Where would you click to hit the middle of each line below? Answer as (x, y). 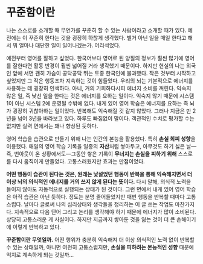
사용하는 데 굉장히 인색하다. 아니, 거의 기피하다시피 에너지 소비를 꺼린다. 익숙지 (99, 88)
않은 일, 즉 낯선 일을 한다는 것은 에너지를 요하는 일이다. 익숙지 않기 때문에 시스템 (100, 96)
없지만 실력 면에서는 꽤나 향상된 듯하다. (52, 126)
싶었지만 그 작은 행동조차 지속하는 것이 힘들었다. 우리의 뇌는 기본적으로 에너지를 (100, 80)
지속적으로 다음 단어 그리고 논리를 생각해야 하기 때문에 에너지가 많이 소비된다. (105, 212)
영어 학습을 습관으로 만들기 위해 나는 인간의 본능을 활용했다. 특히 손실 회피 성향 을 (101, 139)
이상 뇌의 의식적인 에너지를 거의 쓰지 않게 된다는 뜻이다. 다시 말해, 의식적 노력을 (99, 181)
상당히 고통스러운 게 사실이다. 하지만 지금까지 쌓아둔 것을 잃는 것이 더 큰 (91, 219)
